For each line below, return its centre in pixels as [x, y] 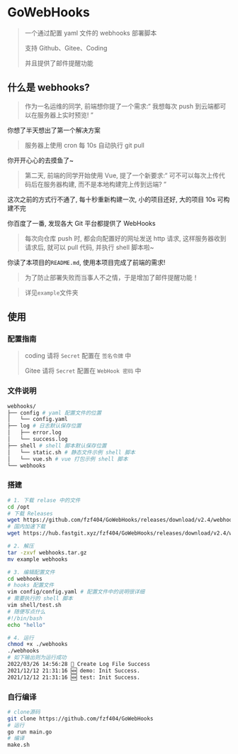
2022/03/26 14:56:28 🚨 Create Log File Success [79, 665]
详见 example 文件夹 [51, 293]
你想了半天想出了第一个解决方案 [54, 130]
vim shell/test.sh [34, 605]
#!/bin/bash [25, 618]
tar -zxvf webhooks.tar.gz [47, 552]
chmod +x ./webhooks [38, 644]
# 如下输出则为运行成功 [37, 657]
